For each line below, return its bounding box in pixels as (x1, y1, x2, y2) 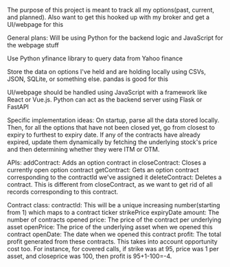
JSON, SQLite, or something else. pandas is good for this (7, 75, 168, 83)
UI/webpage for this (7, 21, 64, 28)
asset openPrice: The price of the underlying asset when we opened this (7, 223, 213, 231)
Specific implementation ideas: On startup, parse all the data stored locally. (7, 116, 220, 124)
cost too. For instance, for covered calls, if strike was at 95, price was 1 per (7, 245, 219, 253)
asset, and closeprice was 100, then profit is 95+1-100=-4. (7, 252, 172, 260)
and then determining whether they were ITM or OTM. (7, 146, 160, 153)
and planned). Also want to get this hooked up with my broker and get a (7, 13, 210, 21)
